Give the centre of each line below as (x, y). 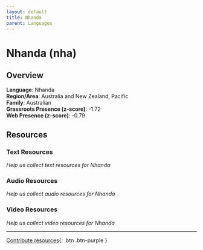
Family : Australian (29, 103)
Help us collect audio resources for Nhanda (61, 194)
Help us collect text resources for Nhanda (58, 165)
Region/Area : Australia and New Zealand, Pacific (67, 96)
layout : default (27, 12)
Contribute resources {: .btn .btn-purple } (57, 240)
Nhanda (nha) (41, 53)
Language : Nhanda (31, 90)
